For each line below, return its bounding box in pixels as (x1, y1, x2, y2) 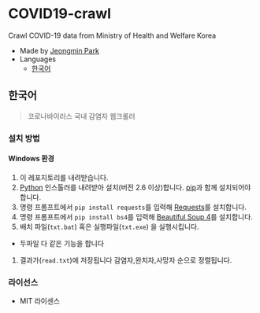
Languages (19, 54, 57, 64)
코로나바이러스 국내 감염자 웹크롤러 (27, 111, 136, 120)
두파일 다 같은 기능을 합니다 (19, 238, 105, 248)
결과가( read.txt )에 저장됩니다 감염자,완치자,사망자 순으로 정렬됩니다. (19, 255, 232, 264)
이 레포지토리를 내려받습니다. (19, 172, 109, 182)
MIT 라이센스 (19, 296, 61, 306)
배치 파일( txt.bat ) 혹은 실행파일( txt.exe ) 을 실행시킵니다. (19, 222, 199, 231)
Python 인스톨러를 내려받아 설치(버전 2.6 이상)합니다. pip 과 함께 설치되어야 (19, 182, 251, 192)
